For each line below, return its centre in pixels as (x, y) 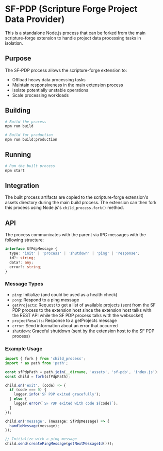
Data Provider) (35, 19)
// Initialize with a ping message (41, 439)
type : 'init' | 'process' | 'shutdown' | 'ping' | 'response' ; (75, 254)
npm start (15, 170)
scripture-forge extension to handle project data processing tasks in (73, 38)
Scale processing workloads (40, 95)
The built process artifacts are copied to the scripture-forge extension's (77, 197)
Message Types (24, 284)
